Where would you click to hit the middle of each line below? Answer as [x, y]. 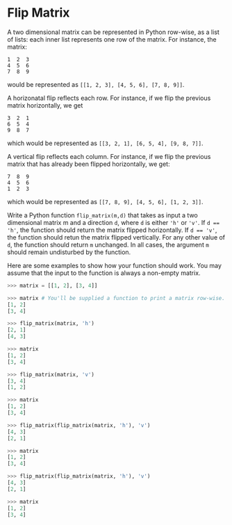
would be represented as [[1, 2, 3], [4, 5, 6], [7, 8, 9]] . [96, 84]
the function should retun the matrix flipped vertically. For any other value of [116, 237]
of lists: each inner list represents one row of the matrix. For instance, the [112, 39]
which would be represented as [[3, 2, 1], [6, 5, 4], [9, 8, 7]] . [105, 143]
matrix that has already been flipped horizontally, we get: [89, 164]
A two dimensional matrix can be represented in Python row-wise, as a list [114, 32]
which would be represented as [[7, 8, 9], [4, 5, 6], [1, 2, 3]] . [105, 201]
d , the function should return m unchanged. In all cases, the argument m [108, 244]
